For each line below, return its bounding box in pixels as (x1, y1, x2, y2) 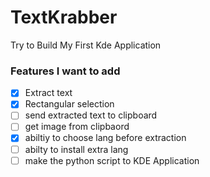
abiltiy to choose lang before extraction (24, 132, 187, 144)
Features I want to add (10, 64, 121, 78)
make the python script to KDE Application (24, 154, 200, 166)
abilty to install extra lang (24, 143, 129, 155)
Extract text (24, 87, 73, 99)
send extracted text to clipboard (24, 109, 158, 121)
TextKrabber (10, 6, 118, 29)
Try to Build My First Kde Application (10, 39, 162, 51)
